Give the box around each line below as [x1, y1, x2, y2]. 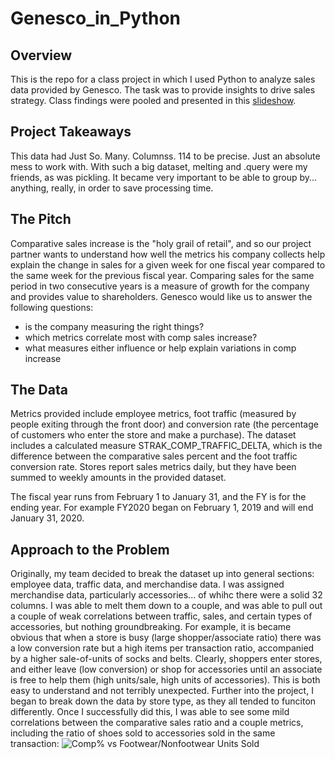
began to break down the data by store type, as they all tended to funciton [10, 695, 317, 707]
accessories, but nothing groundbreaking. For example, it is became [10, 621, 292, 633]
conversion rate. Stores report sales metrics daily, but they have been [10, 461, 297, 473]
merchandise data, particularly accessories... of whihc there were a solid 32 [10, 589, 323, 601]
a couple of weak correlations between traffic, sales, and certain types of [10, 610, 313, 622]
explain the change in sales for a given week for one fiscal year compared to [10, 258, 326, 271]
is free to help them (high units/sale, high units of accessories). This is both [10, 674, 321, 686]
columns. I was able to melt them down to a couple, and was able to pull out [10, 600, 323, 612]
